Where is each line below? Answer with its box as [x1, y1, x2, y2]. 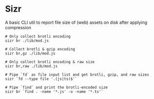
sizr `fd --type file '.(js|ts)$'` [5, 76, 77, 81]
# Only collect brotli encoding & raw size [5, 59, 95, 64]
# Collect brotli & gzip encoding [5, 47, 76, 51]
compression [5, 24, 32, 30]
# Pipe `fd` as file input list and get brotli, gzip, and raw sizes [5, 72, 150, 77]
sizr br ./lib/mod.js [5, 38, 49, 43]
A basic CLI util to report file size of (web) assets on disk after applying [5, 19, 148, 25]
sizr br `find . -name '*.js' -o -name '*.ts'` [5, 89, 104, 94]
